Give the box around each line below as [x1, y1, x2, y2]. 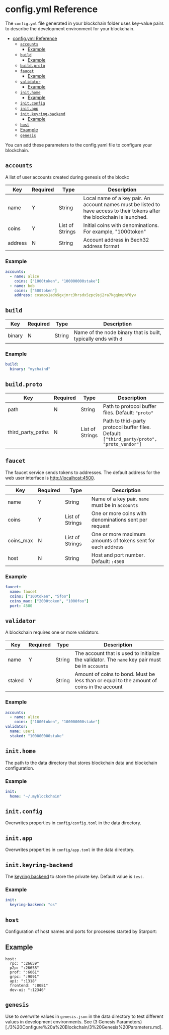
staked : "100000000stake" [10, 733, 64, 738]
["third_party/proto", [103, 436, 157, 442]
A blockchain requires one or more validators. [5, 629, 100, 635]
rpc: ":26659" [10, 961, 39, 966]
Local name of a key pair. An [83, 195, 151, 202]
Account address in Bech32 [83, 236, 149, 243]
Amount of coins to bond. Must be [74, 671, 155, 678]
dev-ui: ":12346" [10, 987, 46, 993]
